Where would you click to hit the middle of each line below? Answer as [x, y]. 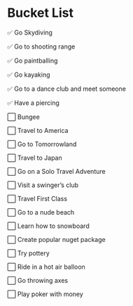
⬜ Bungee [23, 117]
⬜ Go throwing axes [38, 280]
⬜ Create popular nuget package [57, 239]
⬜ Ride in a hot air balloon [46, 267]
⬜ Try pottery [29, 253]
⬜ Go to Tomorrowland [42, 144]
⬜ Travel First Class [37, 198]
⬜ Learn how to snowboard [48, 226]
